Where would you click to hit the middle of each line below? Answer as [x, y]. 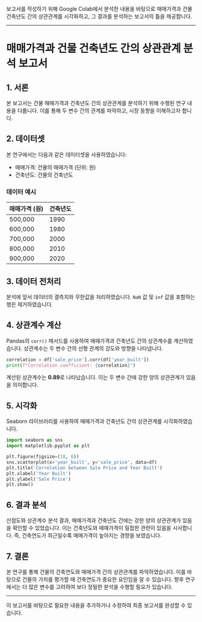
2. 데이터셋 [26, 139]
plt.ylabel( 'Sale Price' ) [38, 479]
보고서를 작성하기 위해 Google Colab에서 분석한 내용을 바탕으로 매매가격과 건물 [99, 9]
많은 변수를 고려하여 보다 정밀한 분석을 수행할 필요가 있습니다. [101, 587]
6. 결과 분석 [26, 505]
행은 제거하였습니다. [29, 304]
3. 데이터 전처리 [34, 281]
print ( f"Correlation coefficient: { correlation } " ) [71, 365]
